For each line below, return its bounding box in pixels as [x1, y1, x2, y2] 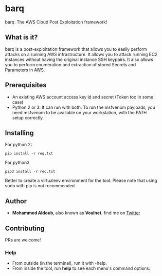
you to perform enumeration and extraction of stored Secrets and [5, 61, 136, 67]
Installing [5, 129, 34, 137]
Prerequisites [5, 81, 47, 89]
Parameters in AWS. [5, 67, 45, 73]
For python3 [5, 159, 30, 166]
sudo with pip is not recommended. [5, 183, 76, 189]
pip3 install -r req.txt [5, 169, 55, 174]
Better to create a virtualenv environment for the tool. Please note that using [5, 177, 157, 183]
